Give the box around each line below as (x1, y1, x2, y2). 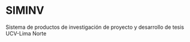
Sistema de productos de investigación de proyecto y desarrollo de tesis (5, 23, 185, 31)
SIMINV (5, 4, 44, 17)
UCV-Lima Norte (5, 29, 47, 37)
